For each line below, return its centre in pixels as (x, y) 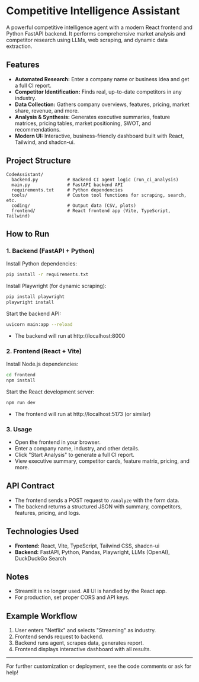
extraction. (19, 46)
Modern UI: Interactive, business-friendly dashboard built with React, (99, 136)
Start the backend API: (33, 313)
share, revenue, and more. (47, 110)
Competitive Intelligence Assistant (93, 11)
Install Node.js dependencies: (42, 364)
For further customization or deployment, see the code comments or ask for (99, 666)
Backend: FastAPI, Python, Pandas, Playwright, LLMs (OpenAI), (92, 552)
